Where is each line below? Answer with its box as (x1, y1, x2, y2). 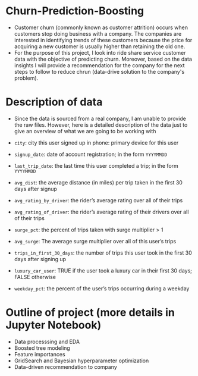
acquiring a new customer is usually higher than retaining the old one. (14, 43, 186, 50)
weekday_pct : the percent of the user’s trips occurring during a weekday (14, 284, 190, 292)
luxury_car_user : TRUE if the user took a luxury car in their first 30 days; (14, 267, 193, 274)
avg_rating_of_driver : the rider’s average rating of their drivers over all (14, 208, 189, 215)
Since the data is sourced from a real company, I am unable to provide (14, 115, 187, 122)
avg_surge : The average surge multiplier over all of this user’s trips (14, 237, 177, 245)
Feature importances (14, 350, 66, 358)
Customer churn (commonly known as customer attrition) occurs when (14, 24, 188, 31)
